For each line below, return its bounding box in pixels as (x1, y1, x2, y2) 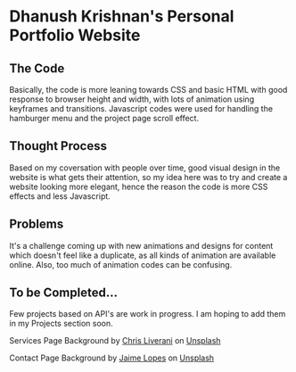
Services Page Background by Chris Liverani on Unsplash (9, 335, 221, 346)
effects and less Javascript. (9, 190, 111, 202)
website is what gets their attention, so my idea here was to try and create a (9, 171, 288, 182)
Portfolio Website (9, 25, 141, 45)
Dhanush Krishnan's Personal (9, 6, 234, 27)
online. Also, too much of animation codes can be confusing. (9, 259, 233, 269)
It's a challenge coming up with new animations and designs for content (9, 240, 274, 251)
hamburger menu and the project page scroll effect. (9, 113, 199, 123)
